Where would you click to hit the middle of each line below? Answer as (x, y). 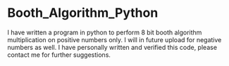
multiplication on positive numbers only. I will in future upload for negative (114, 39)
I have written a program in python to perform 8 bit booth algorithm (105, 32)
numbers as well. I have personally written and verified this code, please (112, 47)
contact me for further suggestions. (59, 55)
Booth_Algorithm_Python (83, 13)
